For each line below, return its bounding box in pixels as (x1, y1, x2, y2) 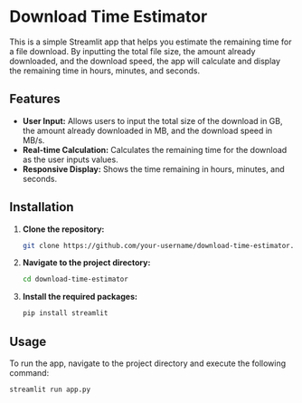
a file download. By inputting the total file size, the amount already (9, 45, 256, 56)
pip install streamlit (22, 309, 109, 318)
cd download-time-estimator (22, 274, 128, 284)
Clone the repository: (22, 224, 105, 235)
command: (9, 368, 50, 378)
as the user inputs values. (22, 154, 119, 165)
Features (9, 91, 61, 107)
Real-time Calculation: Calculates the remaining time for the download (22, 144, 288, 155)
